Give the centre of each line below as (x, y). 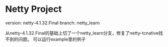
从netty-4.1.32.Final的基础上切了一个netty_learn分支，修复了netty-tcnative (82, 33)
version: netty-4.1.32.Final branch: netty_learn (53, 23)
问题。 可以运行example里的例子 (52, 39)
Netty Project (33, 9)
